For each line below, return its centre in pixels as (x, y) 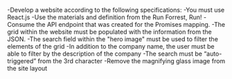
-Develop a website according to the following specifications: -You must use (116, 10)
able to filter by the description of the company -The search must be (105, 54)
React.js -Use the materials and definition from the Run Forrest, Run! (105, 17)
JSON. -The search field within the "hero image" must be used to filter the (113, 39)
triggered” (22, 61)
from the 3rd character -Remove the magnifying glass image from (132, 61)
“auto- (213, 54)
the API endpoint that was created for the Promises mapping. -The (131, 24)
